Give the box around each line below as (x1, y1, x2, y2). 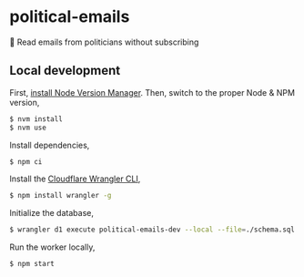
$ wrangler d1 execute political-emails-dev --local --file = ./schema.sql (9, 225, 296, 234)
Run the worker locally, (9, 241, 96, 252)
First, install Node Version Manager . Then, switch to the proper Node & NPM (9, 87, 296, 97)
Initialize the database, (9, 208, 94, 219)
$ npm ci (9, 157, 43, 166)
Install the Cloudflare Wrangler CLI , (9, 173, 141, 184)
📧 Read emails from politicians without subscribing (9, 36, 199, 47)
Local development (9, 63, 121, 78)
